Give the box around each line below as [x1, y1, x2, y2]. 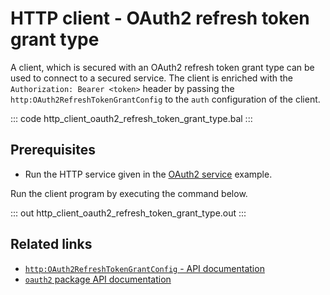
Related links [10, 236, 93, 253]
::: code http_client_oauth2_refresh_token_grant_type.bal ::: [10, 112, 253, 124]
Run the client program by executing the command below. [10, 187, 248, 199]
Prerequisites [10, 142, 96, 159]
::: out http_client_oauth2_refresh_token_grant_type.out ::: [10, 207, 247, 219]
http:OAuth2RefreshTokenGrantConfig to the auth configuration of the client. [10, 93, 321, 105]
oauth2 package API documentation [24, 273, 172, 285]
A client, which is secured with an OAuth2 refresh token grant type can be [10, 61, 315, 73]
